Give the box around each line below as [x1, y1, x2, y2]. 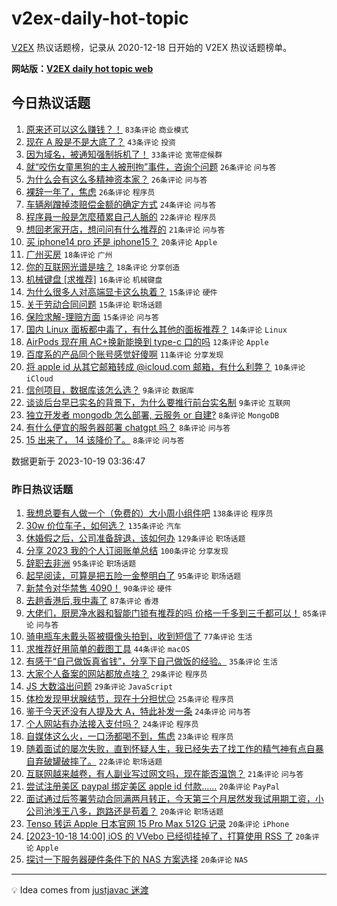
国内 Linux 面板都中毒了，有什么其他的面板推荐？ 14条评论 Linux [25, 323, 288, 335]
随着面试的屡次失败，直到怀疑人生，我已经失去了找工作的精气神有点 [25, 743, 307, 755]
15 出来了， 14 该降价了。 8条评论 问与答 [25, 433, 185, 446]
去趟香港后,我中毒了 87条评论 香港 [25, 595, 159, 607]
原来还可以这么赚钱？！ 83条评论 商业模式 [25, 123, 189, 135]
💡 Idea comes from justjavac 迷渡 [11, 884, 149, 896]
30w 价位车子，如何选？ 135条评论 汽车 [25, 520, 182, 532]
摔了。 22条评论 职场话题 [69, 755, 163, 767]
